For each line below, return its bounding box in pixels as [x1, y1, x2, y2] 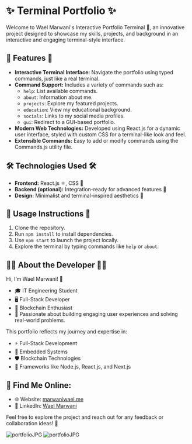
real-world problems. [14, 317, 65, 324]
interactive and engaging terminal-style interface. [6, 36, 125, 43]
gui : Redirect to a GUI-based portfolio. [23, 118, 116, 125]
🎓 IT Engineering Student [14, 287, 78, 294]
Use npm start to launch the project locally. [14, 237, 118, 244]
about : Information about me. [23, 94, 93, 101]
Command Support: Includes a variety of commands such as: [14, 81, 164, 88]
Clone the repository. [14, 224, 65, 232]
